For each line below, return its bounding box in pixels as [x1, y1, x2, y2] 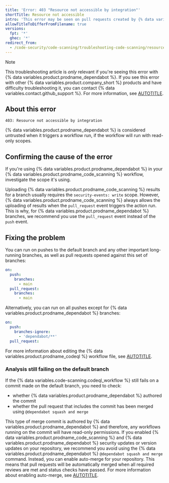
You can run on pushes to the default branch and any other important [5, 247, 149, 253]
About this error [5, 105, 56, 114]
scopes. [15, 138, 32, 144]
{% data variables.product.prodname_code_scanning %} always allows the [5, 197, 160, 203]
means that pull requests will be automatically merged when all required [5, 461, 154, 467]
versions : [5, 26, 26, 31]
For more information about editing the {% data [5, 347, 103, 354]
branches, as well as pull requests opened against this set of [22, 252, 148, 258]
